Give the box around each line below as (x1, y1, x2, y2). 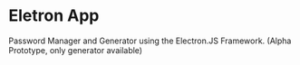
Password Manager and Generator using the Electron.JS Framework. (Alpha (8, 35, 292, 46)
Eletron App (8, 5, 100, 26)
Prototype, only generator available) (8, 44, 142, 55)
